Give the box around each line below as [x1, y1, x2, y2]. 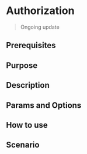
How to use [6, 120, 48, 130]
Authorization [6, 4, 75, 18]
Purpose [6, 60, 38, 70]
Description [6, 80, 50, 90]
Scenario [6, 140, 40, 150]
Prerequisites [6, 40, 56, 50]
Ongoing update [20, 23, 60, 30]
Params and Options [6, 100, 82, 110]
